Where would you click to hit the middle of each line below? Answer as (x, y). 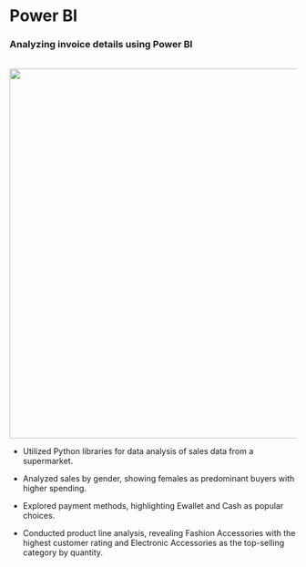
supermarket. (48, 461)
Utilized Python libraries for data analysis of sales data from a (138, 451)
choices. (39, 516)
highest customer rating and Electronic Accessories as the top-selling (153, 543)
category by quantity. (62, 552)
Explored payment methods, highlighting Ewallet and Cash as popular (153, 506)
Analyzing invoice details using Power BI (101, 45)
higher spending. (54, 489)
